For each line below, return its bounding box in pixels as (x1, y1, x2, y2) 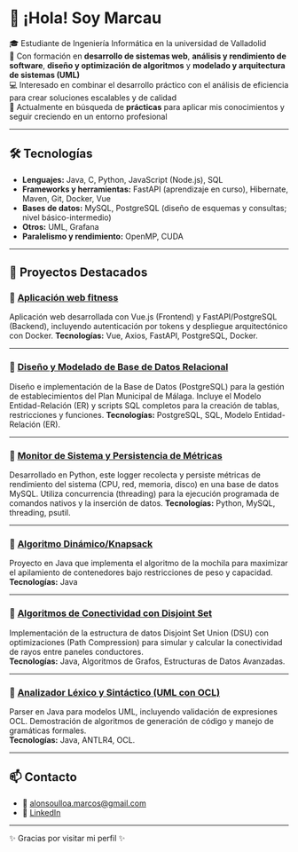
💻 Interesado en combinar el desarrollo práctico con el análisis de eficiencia (9, 79, 289, 90)
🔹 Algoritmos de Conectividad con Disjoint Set (9, 607, 213, 619)
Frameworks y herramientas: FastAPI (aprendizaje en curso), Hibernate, (21, 184, 288, 194)
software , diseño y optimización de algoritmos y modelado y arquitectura (9, 59, 286, 70)
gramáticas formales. (9, 725, 87, 736)
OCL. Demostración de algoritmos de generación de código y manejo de (9, 715, 274, 726)
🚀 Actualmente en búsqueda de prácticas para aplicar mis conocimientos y (9, 101, 286, 112)
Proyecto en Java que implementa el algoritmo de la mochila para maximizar (9, 558, 288, 569)
